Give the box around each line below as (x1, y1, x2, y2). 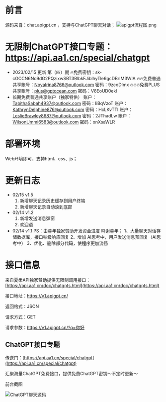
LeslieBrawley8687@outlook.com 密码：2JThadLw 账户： (12, 112, 132, 118)
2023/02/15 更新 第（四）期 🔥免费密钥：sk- (12, 69, 102, 75)
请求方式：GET (5, 314, 36, 320)
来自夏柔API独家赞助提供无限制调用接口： (5, 277, 91, 283)
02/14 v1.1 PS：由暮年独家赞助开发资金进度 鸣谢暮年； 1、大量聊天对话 (12, 227, 157, 234)
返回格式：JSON (5, 303, 39, 309)
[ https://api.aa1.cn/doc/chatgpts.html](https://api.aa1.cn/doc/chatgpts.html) (5, 282, 160, 289)
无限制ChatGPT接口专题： (5, 41, 113, 53)
